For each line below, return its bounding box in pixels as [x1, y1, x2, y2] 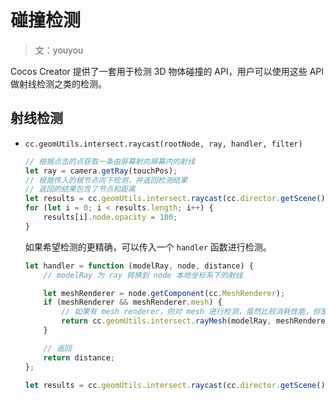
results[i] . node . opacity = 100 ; [43, 212, 178, 222]
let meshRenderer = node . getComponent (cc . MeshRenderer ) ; [43, 288, 286, 298]
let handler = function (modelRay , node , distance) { [24, 261, 254, 271]
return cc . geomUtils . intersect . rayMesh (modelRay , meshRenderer [61, 316, 330, 326]
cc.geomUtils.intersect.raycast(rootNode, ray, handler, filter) [24, 139, 303, 149]
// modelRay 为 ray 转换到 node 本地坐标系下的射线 [43, 270, 243, 280]
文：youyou [34, 44, 84, 56]
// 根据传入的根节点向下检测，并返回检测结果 [24, 175, 188, 185]
